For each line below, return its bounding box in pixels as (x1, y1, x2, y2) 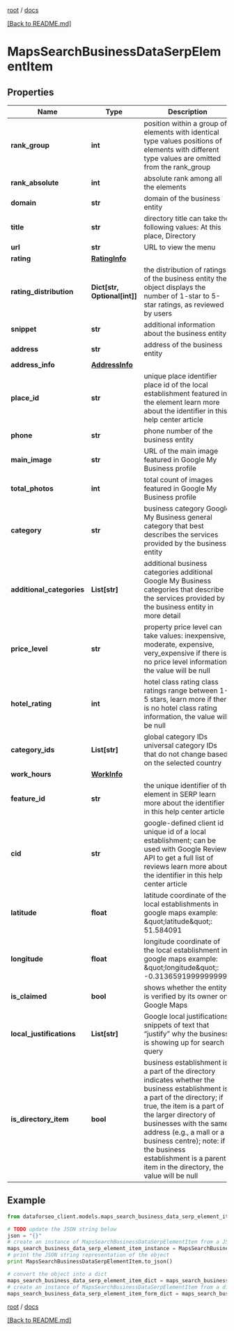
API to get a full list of (143, 853, 214, 863)
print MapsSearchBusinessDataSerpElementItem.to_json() (7, 1258, 173, 1265)
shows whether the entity (143, 983, 227, 992)
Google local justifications (143, 1012, 228, 1021)
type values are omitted (143, 153, 221, 163)
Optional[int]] (91, 291, 137, 300)
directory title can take (143, 214, 217, 223)
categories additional (143, 567, 213, 577)
